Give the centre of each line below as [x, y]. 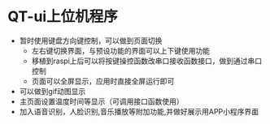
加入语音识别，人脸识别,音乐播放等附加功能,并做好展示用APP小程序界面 [139, 111]
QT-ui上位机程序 [63, 17]
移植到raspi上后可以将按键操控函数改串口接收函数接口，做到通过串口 [147, 61]
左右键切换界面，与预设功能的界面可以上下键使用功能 [121, 50]
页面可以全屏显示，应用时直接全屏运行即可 [103, 81]
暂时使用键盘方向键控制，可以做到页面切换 [91, 41]
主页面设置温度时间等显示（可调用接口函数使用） [101, 101]
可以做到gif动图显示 [52, 91]
